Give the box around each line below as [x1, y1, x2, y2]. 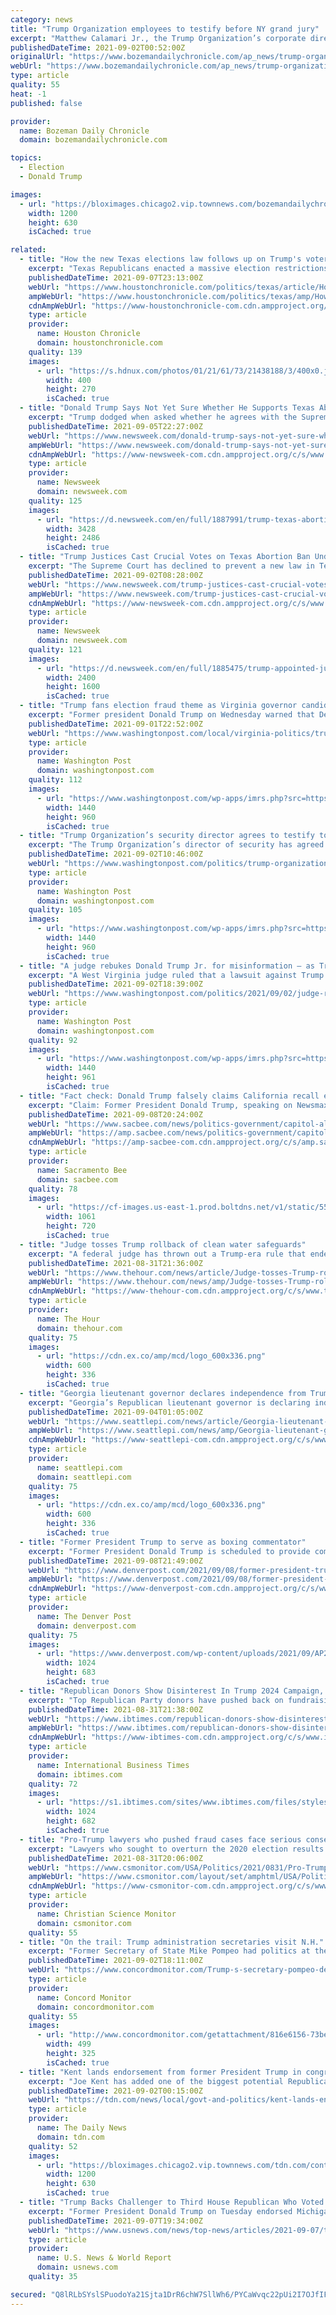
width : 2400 [46, 672, 97, 683]
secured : [10, 2289, 47, 2300]
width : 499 [46, 2039, 92, 2050]
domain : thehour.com [36, 1323, 123, 1333]
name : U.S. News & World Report [36, 2253, 172, 2263]
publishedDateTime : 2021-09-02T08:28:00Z [28, 570, 203, 580]
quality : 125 [28, 496, 83, 506]
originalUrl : [10, 52, 65, 62]
